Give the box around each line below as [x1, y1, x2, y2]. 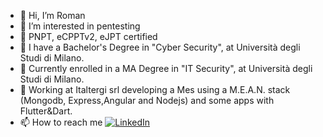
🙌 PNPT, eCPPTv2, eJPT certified [19, 31, 158, 42]
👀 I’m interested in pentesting [19, 20, 141, 32]
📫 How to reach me [19, 116, 103, 128]
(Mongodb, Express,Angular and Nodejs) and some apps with [19, 95, 275, 106]
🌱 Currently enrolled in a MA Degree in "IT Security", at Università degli [19, 63, 313, 74]
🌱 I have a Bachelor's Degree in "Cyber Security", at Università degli [19, 41, 301, 53]
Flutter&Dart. [19, 105, 73, 117]
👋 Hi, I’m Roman [19, 10, 86, 21]
